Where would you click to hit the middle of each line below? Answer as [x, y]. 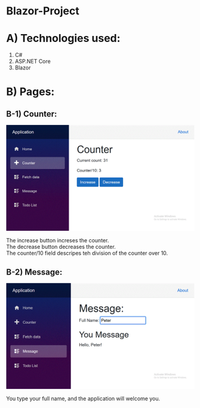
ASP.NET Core [33, 62]
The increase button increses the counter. [58, 240]
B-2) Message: [34, 272]
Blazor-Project [43, 11]
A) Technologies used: [63, 39]
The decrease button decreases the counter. [61, 247]
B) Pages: [30, 92]
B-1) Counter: [32, 114]
